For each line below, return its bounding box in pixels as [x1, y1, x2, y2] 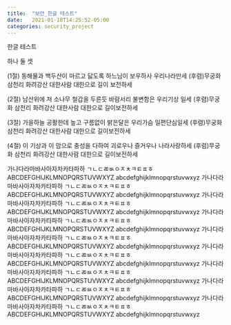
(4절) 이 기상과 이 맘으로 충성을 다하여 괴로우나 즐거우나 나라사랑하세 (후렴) [7, 142, 210, 150]
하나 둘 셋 [7, 57, 33, 65]
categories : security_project [7, 23, 94, 30]
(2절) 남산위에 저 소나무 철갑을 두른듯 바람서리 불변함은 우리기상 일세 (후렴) [7, 95, 209, 103]
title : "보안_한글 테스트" [7, 10, 78, 17]
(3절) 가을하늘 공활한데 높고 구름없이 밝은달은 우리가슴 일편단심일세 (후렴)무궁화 [7, 118, 223, 127]
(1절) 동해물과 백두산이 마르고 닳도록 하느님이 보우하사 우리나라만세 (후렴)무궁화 [7, 72, 221, 80]
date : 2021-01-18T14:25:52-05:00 [7, 17, 110, 23]
